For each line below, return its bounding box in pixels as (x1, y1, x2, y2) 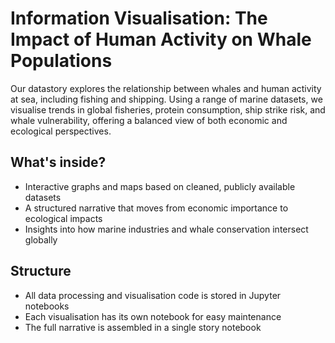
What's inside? (10, 154, 107, 171)
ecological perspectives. (10, 125, 112, 137)
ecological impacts (24, 212, 103, 224)
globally (24, 233, 58, 246)
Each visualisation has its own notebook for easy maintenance (24, 310, 282, 322)
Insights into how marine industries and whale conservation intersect (24, 223, 309, 235)
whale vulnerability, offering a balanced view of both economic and (10, 114, 288, 126)
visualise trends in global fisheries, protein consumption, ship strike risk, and (10, 103, 326, 116)
